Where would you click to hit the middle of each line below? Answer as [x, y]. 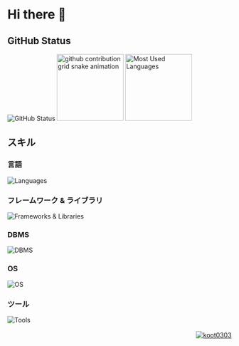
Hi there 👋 [37, 15]
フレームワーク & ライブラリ [55, 200]
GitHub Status [39, 41]
